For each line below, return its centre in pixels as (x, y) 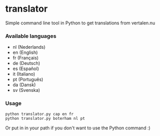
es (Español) (26, 69)
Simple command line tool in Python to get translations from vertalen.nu (80, 23)
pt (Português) (28, 80)
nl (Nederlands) (29, 47)
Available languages (31, 36)
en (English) (25, 53)
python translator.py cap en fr (39, 114)
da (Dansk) (24, 85)
